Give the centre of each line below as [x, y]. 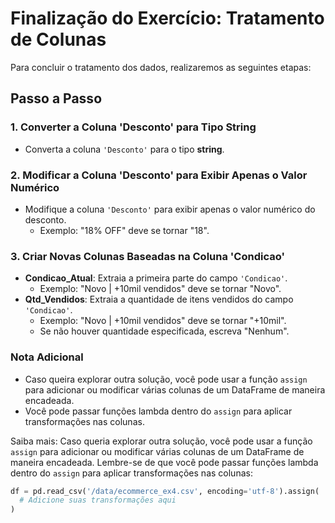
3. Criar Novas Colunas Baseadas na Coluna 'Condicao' [147, 256]
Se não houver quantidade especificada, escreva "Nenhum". [164, 331]
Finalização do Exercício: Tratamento [167, 18]
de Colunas [58, 39]
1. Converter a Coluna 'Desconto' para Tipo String [133, 127]
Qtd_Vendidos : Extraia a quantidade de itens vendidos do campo [159, 299]
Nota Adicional [47, 357]
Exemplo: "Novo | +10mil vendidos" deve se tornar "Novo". [160, 289]
